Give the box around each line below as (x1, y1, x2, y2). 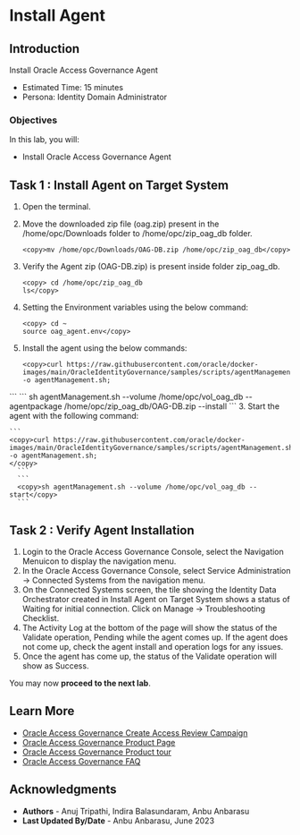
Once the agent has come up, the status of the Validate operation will (21, 651, 277, 661)
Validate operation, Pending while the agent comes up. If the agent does (21, 632, 288, 643)
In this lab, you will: (9, 134, 80, 145)
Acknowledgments (9, 782, 118, 797)
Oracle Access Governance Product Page (21, 737, 176, 747)
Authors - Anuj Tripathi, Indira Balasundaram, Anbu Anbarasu (21, 805, 250, 816)
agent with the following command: (9, 411, 139, 422)
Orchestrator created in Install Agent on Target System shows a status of (21, 593, 290, 604)
